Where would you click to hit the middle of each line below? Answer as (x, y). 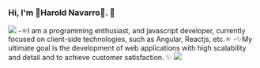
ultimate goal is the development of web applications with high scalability (127, 48)
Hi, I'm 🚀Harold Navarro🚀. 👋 (62, 13)
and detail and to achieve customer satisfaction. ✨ (90, 58)
